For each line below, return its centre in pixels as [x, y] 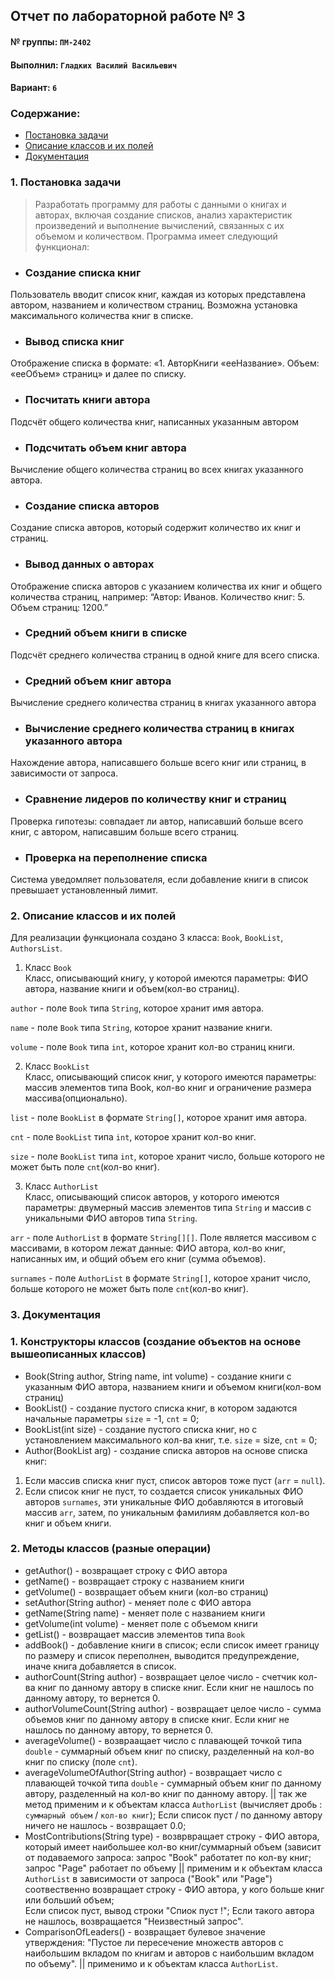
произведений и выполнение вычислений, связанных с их [159, 225]
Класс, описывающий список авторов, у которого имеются [152, 1197]
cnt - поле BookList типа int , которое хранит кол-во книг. [133, 1137]
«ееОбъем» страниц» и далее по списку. [98, 374]
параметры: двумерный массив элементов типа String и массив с [168, 1208]
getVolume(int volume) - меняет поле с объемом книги [141, 1623]
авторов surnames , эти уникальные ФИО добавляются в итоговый [164, 1501]
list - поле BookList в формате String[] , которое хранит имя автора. [159, 1118]
